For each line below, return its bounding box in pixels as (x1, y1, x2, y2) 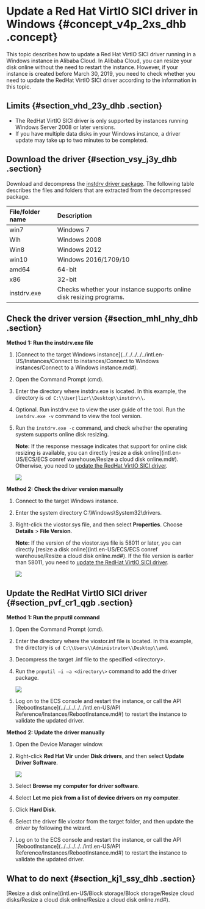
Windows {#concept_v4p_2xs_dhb (6, 17, 187, 31)
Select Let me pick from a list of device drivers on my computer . (15, 794, 180, 801)
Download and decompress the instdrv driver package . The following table (6, 180, 195, 187)
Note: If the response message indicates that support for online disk (15, 443, 187, 450)
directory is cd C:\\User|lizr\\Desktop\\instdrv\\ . (15, 394, 145, 402)
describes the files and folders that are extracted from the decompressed (6, 186, 191, 194)
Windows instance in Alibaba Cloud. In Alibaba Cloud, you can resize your (6, 57, 192, 64)
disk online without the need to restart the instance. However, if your (6, 63, 179, 71)
